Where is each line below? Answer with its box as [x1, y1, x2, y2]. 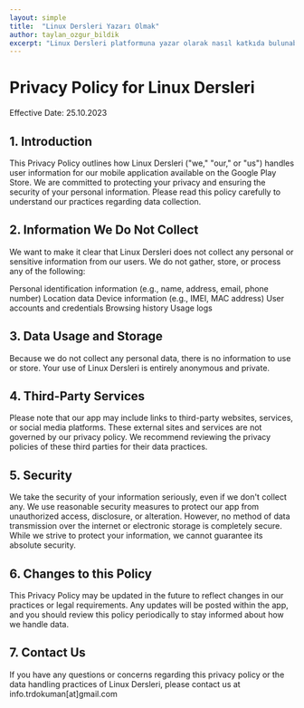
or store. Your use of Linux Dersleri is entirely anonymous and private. [9, 362, 270, 373]
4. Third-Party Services [9, 388, 146, 404]
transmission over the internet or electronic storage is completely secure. [9, 521, 282, 531]
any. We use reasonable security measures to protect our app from [9, 502, 260, 512]
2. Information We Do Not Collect [9, 223, 199, 238]
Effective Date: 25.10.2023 [9, 108, 108, 119]
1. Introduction [9, 133, 92, 149]
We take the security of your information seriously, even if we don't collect [9, 492, 288, 502]
